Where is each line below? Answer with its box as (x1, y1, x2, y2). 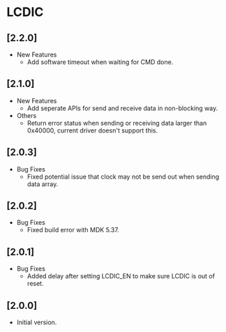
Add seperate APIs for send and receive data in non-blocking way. (27, 104, 218, 112)
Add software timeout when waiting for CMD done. (27, 58, 174, 66)
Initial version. (16, 318, 57, 326)
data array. (27, 179, 59, 188)
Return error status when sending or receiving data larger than (27, 119, 207, 127)
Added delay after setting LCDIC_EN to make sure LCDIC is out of (27, 272, 216, 280)
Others (16, 111, 37, 119)
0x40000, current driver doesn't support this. (27, 126, 158, 135)
